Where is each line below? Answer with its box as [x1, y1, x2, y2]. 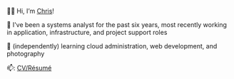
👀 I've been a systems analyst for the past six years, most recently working [6, 21, 228, 28]
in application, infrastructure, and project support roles [6, 28, 168, 36]
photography [6, 50, 45, 58]
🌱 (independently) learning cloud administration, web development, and [6, 42, 218, 50]
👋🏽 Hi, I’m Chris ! [6, 7, 55, 15]
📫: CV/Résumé [6, 64, 52, 72]
